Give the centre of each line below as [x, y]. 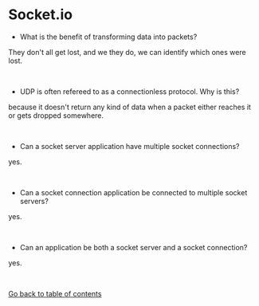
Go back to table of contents [55, 293]
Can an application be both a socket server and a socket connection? [133, 247]
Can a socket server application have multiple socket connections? [129, 146]
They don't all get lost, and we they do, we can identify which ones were [127, 52]
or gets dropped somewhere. [56, 115]
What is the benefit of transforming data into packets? [108, 37]
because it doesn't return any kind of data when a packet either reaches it [129, 107]
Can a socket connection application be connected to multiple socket [133, 192]
